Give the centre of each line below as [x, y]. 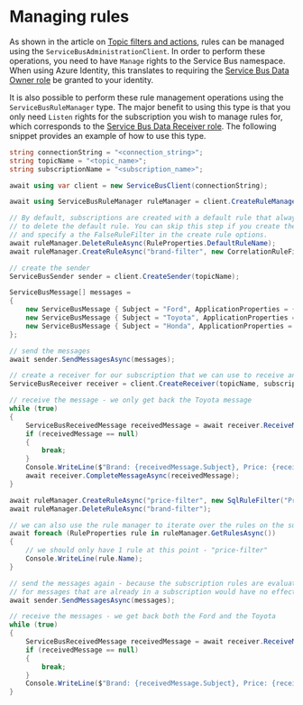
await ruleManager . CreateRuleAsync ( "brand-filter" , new [116, 251]
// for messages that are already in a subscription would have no [139, 592]
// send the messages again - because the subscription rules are [137, 583]
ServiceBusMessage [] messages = [70, 292]
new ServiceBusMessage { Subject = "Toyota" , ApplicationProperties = [161, 318]
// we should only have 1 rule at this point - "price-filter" [147, 551]
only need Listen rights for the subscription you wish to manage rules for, [146, 116]
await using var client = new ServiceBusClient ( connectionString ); [139, 186]
